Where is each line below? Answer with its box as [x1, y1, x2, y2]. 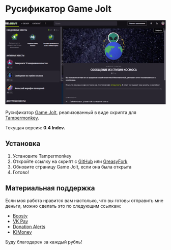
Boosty [12, 212, 28, 219]
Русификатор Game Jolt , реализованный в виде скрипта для [5, 109, 136, 115]
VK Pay [12, 218, 28, 224]
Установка [5, 140, 41, 148]
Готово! [12, 169, 30, 175]
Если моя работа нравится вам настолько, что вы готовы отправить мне [5, 197, 164, 204]
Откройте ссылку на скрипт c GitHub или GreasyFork [12, 158, 128, 164]
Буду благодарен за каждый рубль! [5, 239, 82, 245]
